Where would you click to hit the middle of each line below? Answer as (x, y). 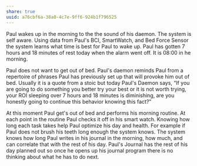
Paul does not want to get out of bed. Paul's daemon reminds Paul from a (95, 70)
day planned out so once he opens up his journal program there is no (90, 150)
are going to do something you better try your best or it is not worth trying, (96, 89)
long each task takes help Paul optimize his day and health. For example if (96, 125)
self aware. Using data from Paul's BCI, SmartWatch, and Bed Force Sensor (98, 40)
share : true (21, 11)
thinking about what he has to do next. (53, 157)
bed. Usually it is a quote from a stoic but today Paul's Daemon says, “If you (98, 82)
